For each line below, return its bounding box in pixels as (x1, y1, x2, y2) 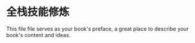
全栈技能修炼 (6, 5, 70, 19)
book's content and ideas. (6, 31, 71, 38)
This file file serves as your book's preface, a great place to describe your (6, 25, 189, 32)
